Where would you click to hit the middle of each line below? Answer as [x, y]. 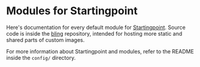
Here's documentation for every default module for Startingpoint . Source [96, 27]
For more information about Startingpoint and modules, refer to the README [100, 51]
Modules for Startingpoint [72, 11]
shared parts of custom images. [46, 40]
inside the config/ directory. [41, 58]
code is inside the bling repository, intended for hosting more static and [94, 33]
